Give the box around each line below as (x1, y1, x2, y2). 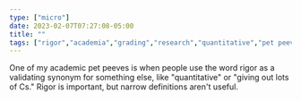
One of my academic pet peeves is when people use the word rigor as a (9, 63, 275, 73)
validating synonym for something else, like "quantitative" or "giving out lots (9, 72, 289, 83)
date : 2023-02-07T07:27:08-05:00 (9, 21, 134, 30)
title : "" (9, 29, 47, 38)
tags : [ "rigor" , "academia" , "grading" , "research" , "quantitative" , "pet (9, 38, 275, 47)
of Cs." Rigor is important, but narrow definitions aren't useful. (9, 81, 239, 92)
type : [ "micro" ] (9, 13, 70, 22)
